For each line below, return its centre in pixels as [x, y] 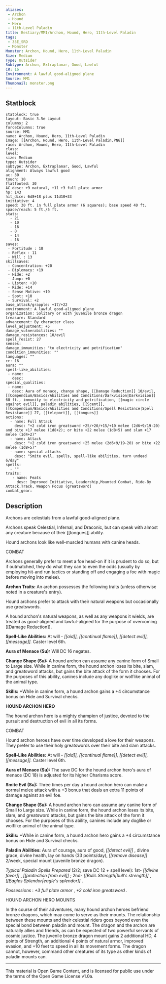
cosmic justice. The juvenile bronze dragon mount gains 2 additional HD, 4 [81, 936]
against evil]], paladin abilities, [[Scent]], [55, 404]
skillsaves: [18, 262]
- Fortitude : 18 [25, 249]
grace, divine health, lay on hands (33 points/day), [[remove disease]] [76, 856]
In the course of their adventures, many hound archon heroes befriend [77, 909]
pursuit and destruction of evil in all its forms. [51, 721]
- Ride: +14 [20, 288]
